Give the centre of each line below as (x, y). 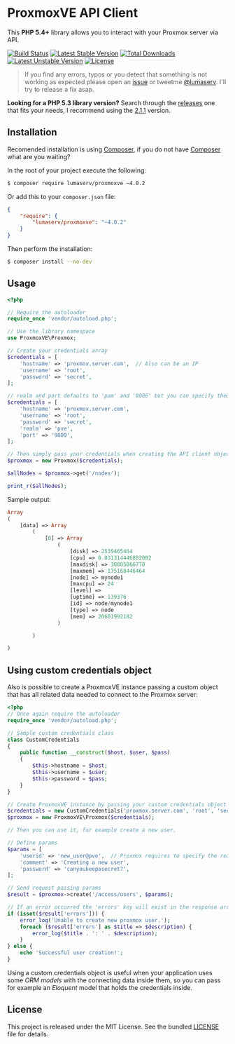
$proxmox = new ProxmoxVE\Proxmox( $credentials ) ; (81, 818)
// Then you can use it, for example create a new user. (92, 830)
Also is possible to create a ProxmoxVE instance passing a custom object (113, 687)
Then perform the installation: (50, 249)
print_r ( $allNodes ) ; (37, 486)
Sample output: (29, 499)
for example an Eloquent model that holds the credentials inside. (100, 987)
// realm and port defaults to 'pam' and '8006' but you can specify (111, 396)
